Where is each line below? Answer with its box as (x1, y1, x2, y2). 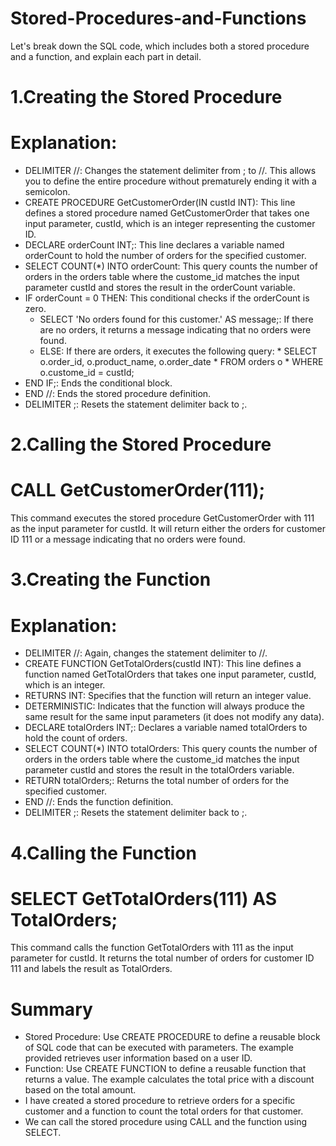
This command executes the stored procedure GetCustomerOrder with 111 (10, 512, 315, 524)
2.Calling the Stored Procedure (10, 433, 272, 456)
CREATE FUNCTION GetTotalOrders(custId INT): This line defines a (24, 658, 302, 670)
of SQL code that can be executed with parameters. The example (24, 1042, 294, 1054)
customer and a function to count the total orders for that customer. (24, 1105, 304, 1117)
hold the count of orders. (24, 732, 128, 744)
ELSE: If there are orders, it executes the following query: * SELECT (39, 345, 318, 357)
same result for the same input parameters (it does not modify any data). (24, 711, 325, 723)
